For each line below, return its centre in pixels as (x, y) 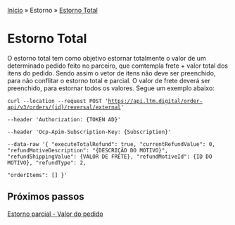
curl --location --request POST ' (58, 101)
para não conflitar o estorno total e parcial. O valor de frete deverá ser (109, 80)
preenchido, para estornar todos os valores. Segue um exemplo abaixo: (111, 88)
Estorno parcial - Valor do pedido (55, 214)
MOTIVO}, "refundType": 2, (47, 163)
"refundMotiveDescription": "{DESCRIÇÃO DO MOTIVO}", (88, 150)
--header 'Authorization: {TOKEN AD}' (64, 119)
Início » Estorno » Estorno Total (53, 10)
